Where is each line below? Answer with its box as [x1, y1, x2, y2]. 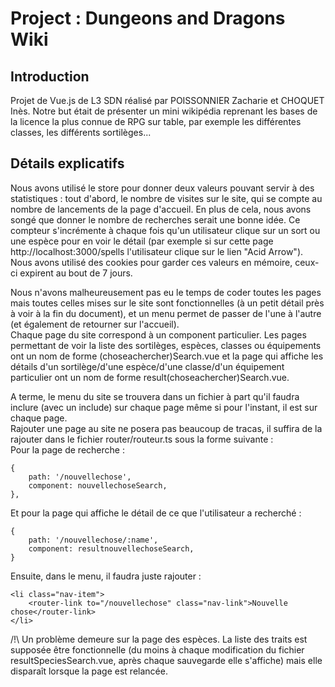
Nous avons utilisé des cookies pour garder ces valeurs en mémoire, [10, 256, 293, 268]
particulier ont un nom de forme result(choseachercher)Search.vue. [10, 371, 290, 383]
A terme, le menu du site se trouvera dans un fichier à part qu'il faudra [10, 390, 300, 402]
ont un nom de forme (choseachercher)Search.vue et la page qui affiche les [10, 350, 324, 362]
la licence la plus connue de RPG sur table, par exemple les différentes [10, 116, 302, 127]
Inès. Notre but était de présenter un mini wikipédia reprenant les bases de [10, 105, 318, 117]
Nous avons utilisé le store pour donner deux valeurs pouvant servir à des [10, 182, 315, 194]
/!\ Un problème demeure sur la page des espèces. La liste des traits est [10, 633, 308, 645]
